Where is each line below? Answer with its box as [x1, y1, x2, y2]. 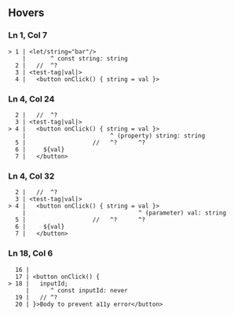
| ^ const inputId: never [25, 286, 128, 294]
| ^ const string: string [22, 54, 128, 62]
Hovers [8, 6, 45, 20]
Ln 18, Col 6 [8, 248, 53, 259]
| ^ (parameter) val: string [22, 209, 226, 217]
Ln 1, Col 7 [8, 30, 48, 41]
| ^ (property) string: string [22, 131, 206, 140]
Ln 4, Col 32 [8, 171, 55, 182]
